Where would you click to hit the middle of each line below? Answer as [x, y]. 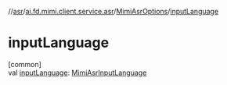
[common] [25, 64]
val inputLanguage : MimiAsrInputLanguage [77, 73]
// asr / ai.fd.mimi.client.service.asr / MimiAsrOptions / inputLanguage [113, 11]
